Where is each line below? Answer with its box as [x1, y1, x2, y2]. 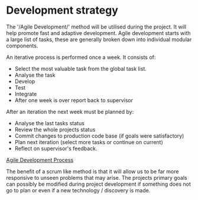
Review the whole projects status [14, 126, 96, 133]
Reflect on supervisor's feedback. [14, 145, 98, 152]
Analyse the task [14, 71, 56, 78]
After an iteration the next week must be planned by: [6, 108, 134, 115]
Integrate [14, 90, 37, 97]
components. [6, 42, 38, 49]
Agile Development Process [6, 156, 74, 163]
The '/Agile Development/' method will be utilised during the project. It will [6, 23, 187, 30]
